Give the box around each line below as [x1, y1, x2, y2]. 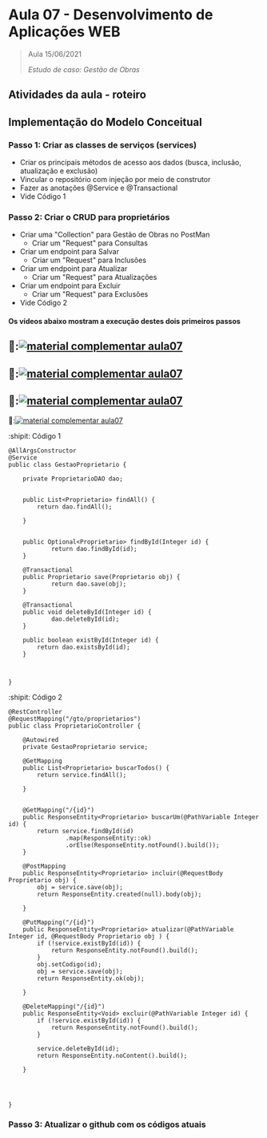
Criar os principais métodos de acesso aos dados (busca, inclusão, [19, 158, 241, 168]
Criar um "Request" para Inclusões [31, 255, 146, 265]
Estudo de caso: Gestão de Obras [27, 64, 140, 74]
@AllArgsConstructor [8, 447, 78, 455]
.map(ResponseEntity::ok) [65, 834, 152, 842]
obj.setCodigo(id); [37, 960, 102, 968]
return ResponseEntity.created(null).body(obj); [37, 890, 202, 898]
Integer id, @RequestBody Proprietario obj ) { [8, 932, 170, 940]
